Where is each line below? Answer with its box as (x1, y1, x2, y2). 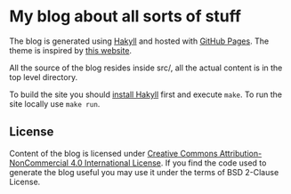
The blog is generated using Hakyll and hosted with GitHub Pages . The (9, 36, 270, 46)
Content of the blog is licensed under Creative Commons (9, 148, 218, 158)
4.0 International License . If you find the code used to (70, 158, 267, 168)
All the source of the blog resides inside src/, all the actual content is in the (9, 62, 283, 73)
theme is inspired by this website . (9, 44, 132, 55)
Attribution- (219, 148, 263, 158)
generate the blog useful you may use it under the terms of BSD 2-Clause (9, 166, 279, 177)
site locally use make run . (9, 98, 101, 109)
